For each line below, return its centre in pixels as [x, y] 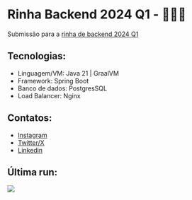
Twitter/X [31, 142]
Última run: [33, 172]
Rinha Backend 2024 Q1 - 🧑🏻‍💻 [97, 14]
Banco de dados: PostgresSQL [62, 88]
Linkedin [30, 150]
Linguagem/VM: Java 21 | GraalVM [68, 73]
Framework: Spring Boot [53, 81]
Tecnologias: [36, 56]
